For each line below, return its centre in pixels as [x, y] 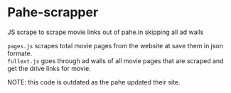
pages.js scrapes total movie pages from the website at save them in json [116, 45]
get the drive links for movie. [49, 68]
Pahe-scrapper [53, 12]
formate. [20, 53]
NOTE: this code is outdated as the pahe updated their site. [94, 82]
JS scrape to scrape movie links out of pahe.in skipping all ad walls [106, 32]
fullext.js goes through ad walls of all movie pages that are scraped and [116, 60]
